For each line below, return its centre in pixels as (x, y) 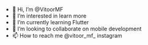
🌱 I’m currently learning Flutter (50, 22)
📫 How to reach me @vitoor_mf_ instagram (67, 36)
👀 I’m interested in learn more (49, 16)
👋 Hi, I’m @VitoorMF (38, 9)
